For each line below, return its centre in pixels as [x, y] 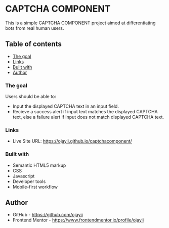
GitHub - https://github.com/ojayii [48, 215]
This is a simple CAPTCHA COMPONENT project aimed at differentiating [80, 23]
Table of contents [33, 44]
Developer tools [29, 181]
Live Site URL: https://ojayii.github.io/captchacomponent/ [72, 141]
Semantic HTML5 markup [39, 165]
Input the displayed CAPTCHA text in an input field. [66, 106]
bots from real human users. [35, 28]
